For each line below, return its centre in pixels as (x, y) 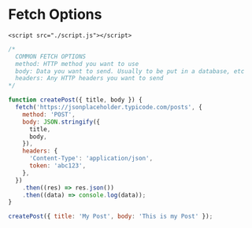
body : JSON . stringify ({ (61, 122)
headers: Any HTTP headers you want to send (89, 79)
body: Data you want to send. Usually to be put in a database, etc (130, 71)
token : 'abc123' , (57, 166)
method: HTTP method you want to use (77, 64)
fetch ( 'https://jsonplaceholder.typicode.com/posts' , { (109, 108)
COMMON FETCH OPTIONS (51, 57)
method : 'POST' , (49, 114)
